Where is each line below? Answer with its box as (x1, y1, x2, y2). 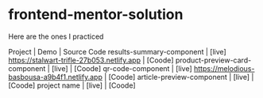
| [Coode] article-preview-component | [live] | (104, 72, 254, 81)
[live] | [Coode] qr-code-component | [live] (51, 63, 192, 73)
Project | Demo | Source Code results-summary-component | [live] (8, 47, 226, 56)
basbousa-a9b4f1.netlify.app (8, 72, 103, 81)
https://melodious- (193, 63, 255, 73)
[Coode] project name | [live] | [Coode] (8, 81, 137, 90)
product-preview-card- (175, 55, 252, 65)
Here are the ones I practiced (8, 32, 104, 41)
